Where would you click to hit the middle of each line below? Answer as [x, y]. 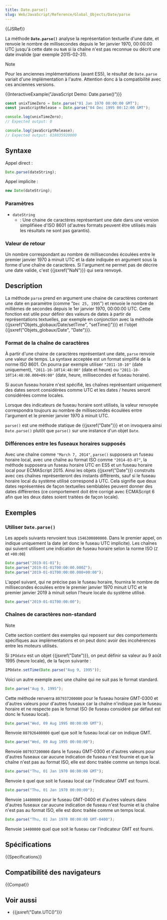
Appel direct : [19, 163]
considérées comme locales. [35, 395]
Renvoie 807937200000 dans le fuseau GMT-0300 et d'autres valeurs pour [80, 751]
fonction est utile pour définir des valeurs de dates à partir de [68, 314]
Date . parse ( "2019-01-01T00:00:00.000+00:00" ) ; [54, 572]
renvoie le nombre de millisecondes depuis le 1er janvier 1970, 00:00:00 [79, 44]
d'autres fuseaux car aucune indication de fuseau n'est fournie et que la [79, 757]
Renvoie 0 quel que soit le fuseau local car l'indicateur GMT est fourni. [77, 781]
